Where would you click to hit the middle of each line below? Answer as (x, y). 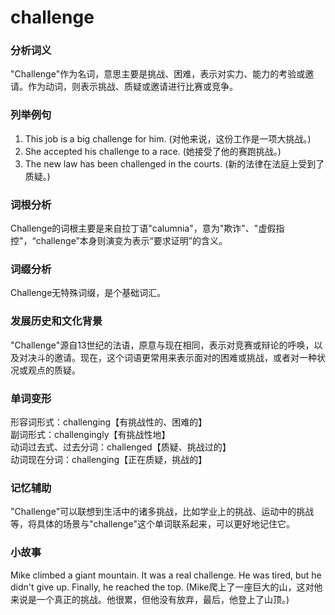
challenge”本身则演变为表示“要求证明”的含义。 (131, 241)
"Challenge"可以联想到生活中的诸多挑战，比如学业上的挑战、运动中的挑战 (162, 512)
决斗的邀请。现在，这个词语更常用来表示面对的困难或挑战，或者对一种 (172, 357)
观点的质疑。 (54, 370)
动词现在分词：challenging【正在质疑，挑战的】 (109, 459)
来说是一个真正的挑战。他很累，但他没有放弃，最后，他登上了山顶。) (150, 599)
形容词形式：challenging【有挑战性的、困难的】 (109, 422)
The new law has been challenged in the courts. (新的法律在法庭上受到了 (174, 163)
